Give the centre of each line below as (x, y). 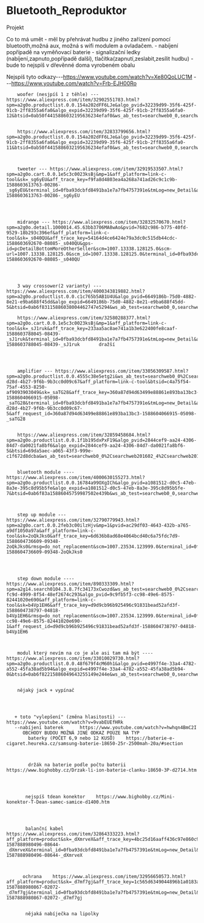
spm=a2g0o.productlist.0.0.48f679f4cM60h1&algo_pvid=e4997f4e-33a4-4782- (102, 663)
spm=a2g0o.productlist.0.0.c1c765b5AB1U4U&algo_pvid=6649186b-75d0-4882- (102, 296)
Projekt (15, 27)
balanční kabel (44, 828)
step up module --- (42, 514)
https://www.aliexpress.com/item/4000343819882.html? (76, 291)
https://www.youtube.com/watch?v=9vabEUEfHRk (65, 722)
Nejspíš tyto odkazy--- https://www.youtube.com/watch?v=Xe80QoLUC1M (99, 77)
